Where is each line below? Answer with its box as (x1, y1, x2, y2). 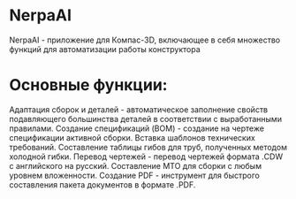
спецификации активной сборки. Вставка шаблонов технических (9, 132, 256, 142)
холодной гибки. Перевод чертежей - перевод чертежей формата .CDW (9, 151, 284, 162)
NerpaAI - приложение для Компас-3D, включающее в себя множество (9, 34, 281, 45)
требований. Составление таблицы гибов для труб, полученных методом (9, 142, 287, 152)
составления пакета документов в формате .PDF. (9, 179, 196, 190)
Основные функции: (9, 75, 168, 96)
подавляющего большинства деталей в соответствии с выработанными (9, 113, 283, 124)
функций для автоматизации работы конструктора (9, 43, 201, 54)
